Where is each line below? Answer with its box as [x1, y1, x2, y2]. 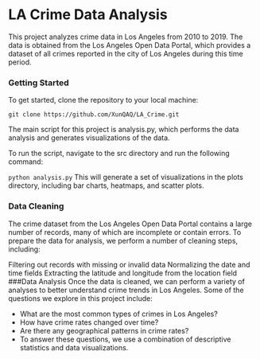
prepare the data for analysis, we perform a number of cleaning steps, [8, 236, 239, 245]
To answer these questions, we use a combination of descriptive [19, 334, 232, 344]
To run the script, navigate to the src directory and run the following [8, 149, 231, 158]
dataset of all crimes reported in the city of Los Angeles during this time [8, 49, 244, 58]
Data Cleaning [8, 201, 64, 212]
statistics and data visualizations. [19, 342, 129, 352]
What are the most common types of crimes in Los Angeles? [19, 309, 219, 318]
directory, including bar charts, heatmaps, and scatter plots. [8, 181, 204, 190]
